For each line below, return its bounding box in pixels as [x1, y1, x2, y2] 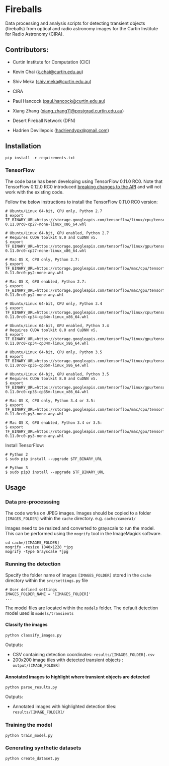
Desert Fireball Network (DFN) [12, 117, 76, 123]
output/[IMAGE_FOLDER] [12, 663, 60, 668]
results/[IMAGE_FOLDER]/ [12, 710, 65, 715]
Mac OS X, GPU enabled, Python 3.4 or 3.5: [10, 420, 102, 425]
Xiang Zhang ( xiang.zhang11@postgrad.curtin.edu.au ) [12, 107, 124, 114]
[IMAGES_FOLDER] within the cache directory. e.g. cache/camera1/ [5, 515, 136, 521]
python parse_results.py [5, 685, 57, 690]
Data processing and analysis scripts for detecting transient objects [5, 20, 145, 26]
